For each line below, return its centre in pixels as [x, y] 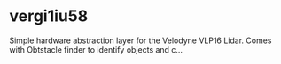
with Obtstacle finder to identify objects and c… [96, 49]
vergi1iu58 [49, 16]
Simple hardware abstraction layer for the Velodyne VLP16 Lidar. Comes [140, 40]
